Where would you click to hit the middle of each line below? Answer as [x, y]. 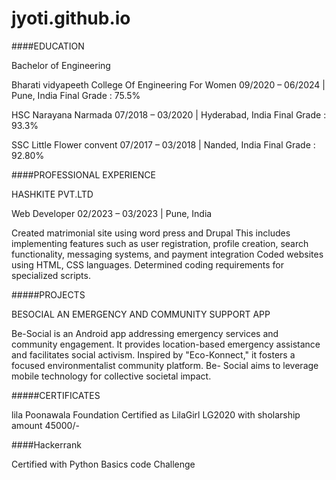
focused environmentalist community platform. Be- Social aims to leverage [165, 365]
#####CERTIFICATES [56, 395]
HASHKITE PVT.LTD [52, 194]
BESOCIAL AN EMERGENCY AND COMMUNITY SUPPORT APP [141, 314]
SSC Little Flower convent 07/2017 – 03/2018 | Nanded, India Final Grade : [163, 144]
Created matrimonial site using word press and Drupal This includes [151, 233]
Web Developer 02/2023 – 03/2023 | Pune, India [112, 213]
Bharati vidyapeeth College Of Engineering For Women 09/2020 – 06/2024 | [168, 84]
